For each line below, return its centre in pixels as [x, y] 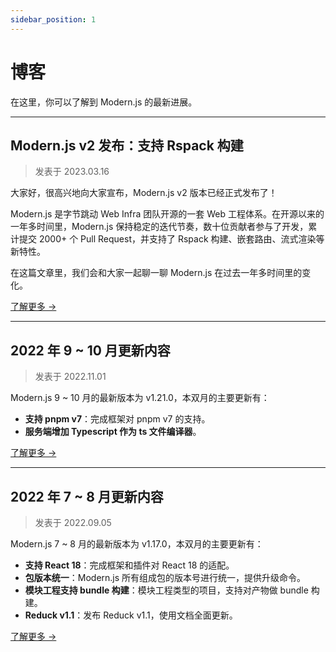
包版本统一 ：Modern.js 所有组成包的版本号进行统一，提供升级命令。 [165, 577]
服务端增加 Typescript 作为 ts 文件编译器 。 [113, 432]
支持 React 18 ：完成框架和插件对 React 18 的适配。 [129, 565]
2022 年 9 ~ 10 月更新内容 [90, 350]
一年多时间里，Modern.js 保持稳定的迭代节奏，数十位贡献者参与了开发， [159, 227]
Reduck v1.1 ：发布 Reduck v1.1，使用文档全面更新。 [131, 615]
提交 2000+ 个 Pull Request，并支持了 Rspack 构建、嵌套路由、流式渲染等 [171, 239]
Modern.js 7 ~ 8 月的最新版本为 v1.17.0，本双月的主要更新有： [137, 544]
